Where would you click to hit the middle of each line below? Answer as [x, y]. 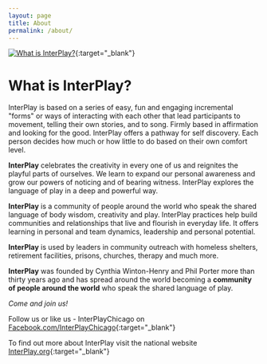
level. [17, 150]
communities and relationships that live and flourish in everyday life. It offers [133, 224]
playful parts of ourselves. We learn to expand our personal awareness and [132, 174]
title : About [30, 23]
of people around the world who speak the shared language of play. [121, 288]
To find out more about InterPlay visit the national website [103, 343]
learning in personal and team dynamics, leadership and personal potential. [132, 231]
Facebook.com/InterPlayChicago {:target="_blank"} [92, 327]
